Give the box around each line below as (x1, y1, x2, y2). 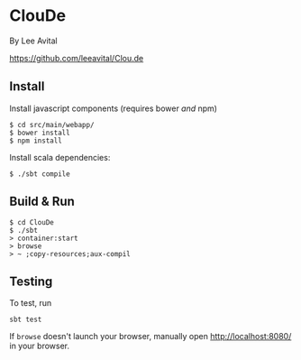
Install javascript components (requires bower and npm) (9, 103, 218, 114)
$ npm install (9, 136, 63, 145)
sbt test (9, 315, 42, 325)
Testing (9, 273, 53, 289)
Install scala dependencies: (9, 152, 111, 162)
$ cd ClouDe (9, 217, 54, 226)
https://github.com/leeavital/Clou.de (9, 52, 144, 63)
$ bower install (9, 128, 70, 137)
